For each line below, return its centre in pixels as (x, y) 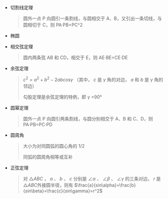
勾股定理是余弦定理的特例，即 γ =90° (62, 97)
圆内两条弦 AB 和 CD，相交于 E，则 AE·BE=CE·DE (75, 57)
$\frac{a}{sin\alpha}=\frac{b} (105, 185)
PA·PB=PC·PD (38, 124)
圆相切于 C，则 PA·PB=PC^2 (53, 25)
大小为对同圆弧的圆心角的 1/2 (54, 146)
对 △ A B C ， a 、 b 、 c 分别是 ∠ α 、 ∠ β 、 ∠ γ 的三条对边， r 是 (92, 178)
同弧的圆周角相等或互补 (48, 157)
